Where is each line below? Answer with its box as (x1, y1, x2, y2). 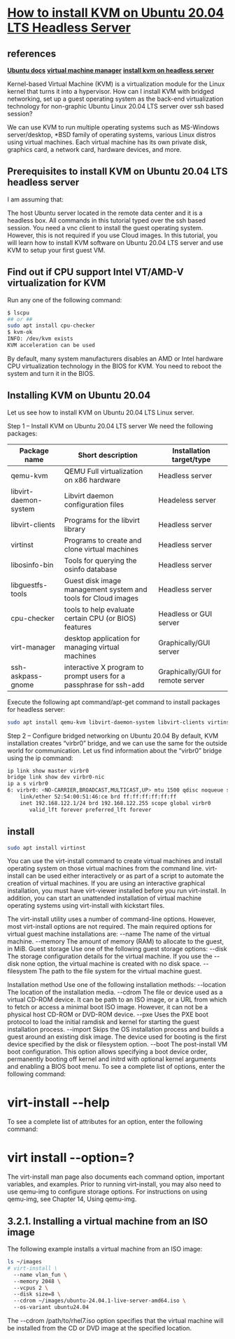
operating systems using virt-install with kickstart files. (7, 902, 165, 910)
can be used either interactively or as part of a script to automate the (25, 871, 225, 880)
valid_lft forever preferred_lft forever (29, 806, 152, 813)
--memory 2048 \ (13, 1277, 61, 1285)
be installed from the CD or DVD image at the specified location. (7, 1324, 192, 1333)
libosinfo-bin (10, 560, 54, 570)
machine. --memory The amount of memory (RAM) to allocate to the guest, (7, 937, 224, 946)
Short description (78, 450, 138, 460)
